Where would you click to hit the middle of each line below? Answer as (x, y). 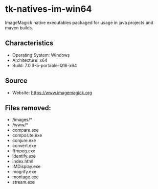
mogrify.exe (24, 172)
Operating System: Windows (41, 55)
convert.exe (24, 146)
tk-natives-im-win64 (48, 9)
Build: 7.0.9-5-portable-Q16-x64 (45, 65)
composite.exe (27, 135)
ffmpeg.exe (24, 151)
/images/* (22, 120)
